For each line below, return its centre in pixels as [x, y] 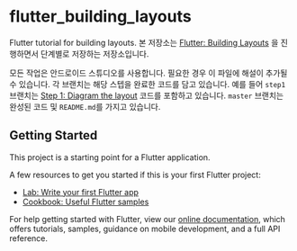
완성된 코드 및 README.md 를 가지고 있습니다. [85, 106]
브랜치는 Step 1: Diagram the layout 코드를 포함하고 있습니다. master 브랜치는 [147, 95]
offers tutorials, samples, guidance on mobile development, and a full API [145, 229]
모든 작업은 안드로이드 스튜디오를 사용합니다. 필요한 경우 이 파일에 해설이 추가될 [148, 73]
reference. [28, 238]
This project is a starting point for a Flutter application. [110, 157]
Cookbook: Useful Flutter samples [85, 202]
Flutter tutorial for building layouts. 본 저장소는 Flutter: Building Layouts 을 [144, 42]
